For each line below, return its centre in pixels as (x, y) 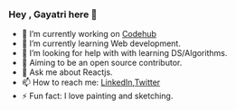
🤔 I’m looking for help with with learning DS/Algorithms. (124, 53)
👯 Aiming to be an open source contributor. (102, 63)
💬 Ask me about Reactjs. (67, 72)
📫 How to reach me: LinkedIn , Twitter (91, 82)
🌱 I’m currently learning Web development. (101, 43)
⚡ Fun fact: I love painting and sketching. (97, 96)
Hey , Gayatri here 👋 (53, 14)
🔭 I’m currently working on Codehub (89, 34)
